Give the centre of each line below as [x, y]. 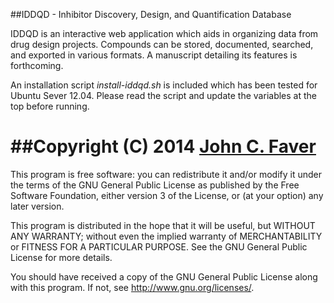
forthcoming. [37, 65]
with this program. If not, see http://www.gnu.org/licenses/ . [132, 287]
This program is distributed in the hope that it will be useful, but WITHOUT [163, 225]
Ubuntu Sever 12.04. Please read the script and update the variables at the [163, 95]
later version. [37, 206]
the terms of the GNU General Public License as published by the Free [155, 185]
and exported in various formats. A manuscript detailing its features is [154, 55]
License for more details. [61, 257]
